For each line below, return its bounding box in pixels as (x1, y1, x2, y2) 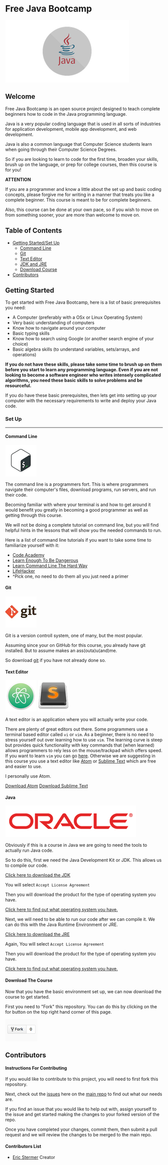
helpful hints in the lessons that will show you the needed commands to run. (5, 527, 162, 533)
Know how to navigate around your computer (12, 325, 106, 331)
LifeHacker (12, 568, 35, 574)
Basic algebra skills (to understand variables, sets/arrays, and (12, 346, 140, 352)
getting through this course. (5, 512, 62, 518)
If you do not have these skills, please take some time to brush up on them (5, 361, 162, 367)
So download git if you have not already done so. (5, 657, 106, 663)
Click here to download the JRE (5, 931, 70, 938)
